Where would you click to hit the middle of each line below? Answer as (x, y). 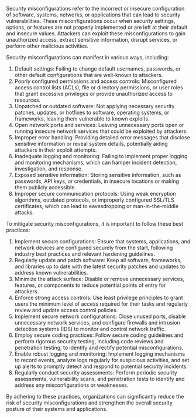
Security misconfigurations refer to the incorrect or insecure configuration (95, 9)
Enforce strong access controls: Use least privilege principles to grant (99, 297)
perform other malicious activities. (47, 46)
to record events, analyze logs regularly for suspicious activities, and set (102, 360)
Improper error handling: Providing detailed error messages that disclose (102, 137)
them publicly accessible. (45, 187)
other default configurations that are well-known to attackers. (89, 75)
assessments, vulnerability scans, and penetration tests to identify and (100, 379)
